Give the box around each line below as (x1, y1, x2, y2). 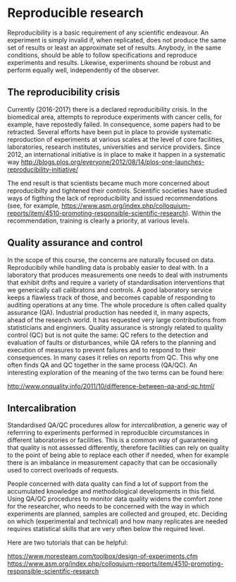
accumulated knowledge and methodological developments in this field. (7, 487, 216, 496)
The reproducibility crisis (7, 86, 120, 98)
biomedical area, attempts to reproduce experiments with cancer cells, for (7, 112, 223, 121)
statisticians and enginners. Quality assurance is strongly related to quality (7, 323, 223, 331)
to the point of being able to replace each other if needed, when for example (7, 451, 229, 460)
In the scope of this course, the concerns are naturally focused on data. (7, 256, 216, 264)
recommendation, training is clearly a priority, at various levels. (7, 216, 190, 225)
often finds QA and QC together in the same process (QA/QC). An (7, 360, 198, 369)
